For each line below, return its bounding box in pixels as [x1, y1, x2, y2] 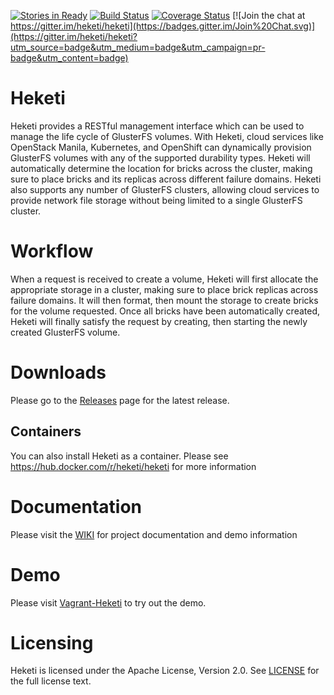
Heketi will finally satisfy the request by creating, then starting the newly [10, 315, 308, 327]
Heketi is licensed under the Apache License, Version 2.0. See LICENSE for [10, 665, 320, 677]
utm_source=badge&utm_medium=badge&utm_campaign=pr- [10, 41, 266, 53]
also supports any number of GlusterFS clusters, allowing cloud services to [10, 183, 320, 195]
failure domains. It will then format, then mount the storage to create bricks [10, 294, 319, 306]
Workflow [10, 240, 94, 263]
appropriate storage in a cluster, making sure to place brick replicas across [10, 283, 319, 295]
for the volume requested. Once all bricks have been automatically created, [10, 305, 321, 317]
